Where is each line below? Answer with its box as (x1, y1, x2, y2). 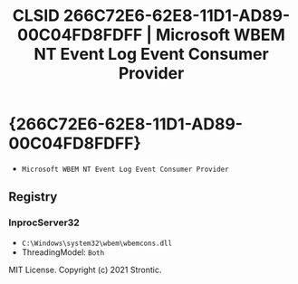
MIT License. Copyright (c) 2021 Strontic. (8, 264, 162, 275)
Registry (8, 189, 58, 204)
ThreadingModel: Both (21, 246, 105, 258)
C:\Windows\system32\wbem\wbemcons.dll (21, 239, 173, 248)
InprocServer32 (8, 216, 81, 229)
